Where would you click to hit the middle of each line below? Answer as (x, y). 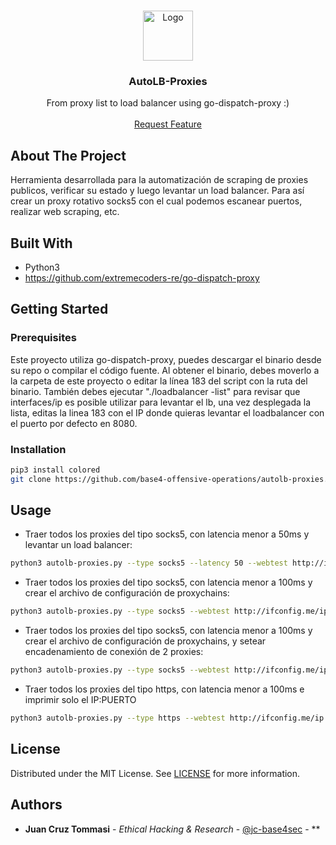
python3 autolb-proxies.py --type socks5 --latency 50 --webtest (149, 563)
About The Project (68, 155)
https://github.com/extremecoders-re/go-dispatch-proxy (142, 277)
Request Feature (168, 124)
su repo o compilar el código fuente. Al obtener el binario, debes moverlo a (165, 370)
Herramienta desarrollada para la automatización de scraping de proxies (159, 180)
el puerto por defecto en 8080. (74, 423)
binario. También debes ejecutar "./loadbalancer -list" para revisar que (155, 391)
